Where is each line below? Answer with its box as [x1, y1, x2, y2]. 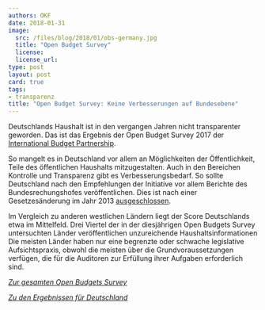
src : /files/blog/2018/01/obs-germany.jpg [15, 33, 157, 42]
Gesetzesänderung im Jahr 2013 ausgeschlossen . [8, 196, 172, 206]
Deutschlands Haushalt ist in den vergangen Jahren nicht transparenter [8, 122, 241, 132]
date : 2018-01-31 [8, 19, 66, 27]
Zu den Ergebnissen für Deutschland [8, 293, 128, 302]
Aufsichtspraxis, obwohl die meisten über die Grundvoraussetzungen [8, 245, 234, 255]
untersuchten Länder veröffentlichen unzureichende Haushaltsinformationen [8, 228, 258, 238]
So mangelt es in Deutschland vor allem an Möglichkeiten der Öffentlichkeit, [8, 154, 256, 163]
